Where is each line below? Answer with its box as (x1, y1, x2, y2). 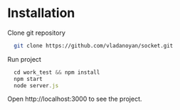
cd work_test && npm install (14, 69, 100, 76)
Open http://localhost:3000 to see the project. (7, 94, 142, 104)
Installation (7, 5, 75, 21)
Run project (7, 55, 41, 63)
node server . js (14, 82, 59, 89)
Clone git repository (7, 28, 66, 37)
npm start (14, 75, 43, 82)
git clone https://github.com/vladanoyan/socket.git (14, 42, 174, 49)
